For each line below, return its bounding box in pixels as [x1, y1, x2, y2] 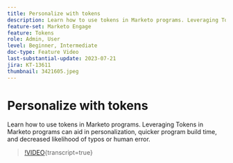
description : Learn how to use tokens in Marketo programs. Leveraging [7, 17, 218, 23]
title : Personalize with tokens [7, 10, 101, 17]
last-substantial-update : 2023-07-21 [7, 55, 116, 62]
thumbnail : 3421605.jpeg [7, 68, 79, 75]
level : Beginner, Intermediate [7, 42, 98, 49]
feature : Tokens [7, 29, 54, 37]
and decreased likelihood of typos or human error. [7, 135, 150, 144]
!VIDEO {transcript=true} [24, 148, 94, 157]
